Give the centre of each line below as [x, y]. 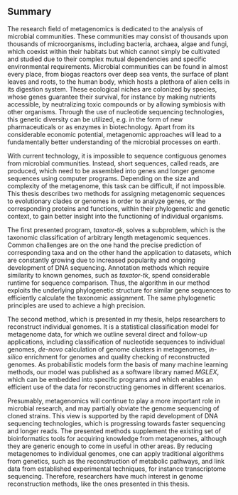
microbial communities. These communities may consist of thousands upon [118, 36]
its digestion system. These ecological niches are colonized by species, [112, 89]
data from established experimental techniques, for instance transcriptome [117, 469]
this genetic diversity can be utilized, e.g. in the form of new [95, 119]
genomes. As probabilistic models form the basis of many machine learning [118, 364]
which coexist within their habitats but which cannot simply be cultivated [114, 51]
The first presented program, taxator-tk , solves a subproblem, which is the [117, 229]
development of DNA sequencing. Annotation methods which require [108, 267]
